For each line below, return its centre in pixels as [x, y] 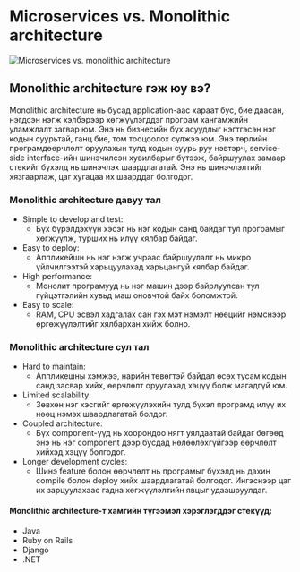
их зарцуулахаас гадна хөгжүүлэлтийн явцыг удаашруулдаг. [151, 491]
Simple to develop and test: [73, 219]
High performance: [57, 277]
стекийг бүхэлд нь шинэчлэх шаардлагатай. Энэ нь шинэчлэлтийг [136, 166]
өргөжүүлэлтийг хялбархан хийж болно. [113, 324]
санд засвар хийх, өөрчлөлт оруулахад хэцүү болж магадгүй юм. [162, 386]
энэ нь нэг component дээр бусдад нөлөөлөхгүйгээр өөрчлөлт [156, 443]
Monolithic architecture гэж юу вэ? [110, 88]
